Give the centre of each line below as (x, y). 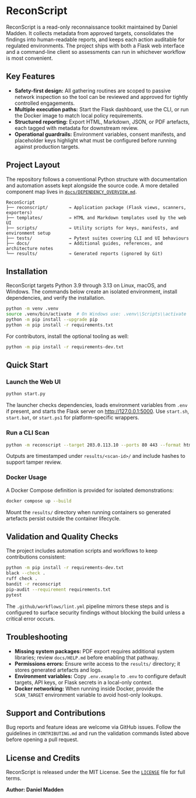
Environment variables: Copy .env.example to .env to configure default (100, 676)
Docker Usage (27, 477)
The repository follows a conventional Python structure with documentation (97, 179)
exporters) (19, 213)
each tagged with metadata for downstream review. (76, 128)
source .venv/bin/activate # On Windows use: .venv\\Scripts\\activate (96, 314)
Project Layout (33, 165)
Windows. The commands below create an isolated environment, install (92, 292)
